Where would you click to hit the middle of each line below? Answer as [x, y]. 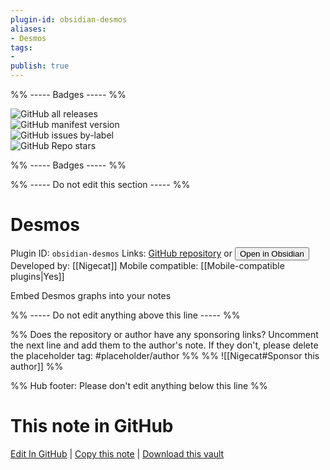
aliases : [28, 29]
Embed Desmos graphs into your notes [91, 295]
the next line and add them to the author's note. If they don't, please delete [164, 345]
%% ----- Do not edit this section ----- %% [100, 184]
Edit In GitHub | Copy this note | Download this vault [117, 453]
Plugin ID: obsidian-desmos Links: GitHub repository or [121, 253]
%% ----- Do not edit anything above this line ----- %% [125, 315]
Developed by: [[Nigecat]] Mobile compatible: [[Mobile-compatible [147, 265]
